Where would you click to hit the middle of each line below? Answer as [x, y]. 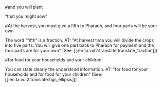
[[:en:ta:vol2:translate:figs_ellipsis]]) [41, 80]
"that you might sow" [26, 16]
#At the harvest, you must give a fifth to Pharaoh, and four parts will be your [81, 26]
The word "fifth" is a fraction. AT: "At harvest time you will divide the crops [80, 40]
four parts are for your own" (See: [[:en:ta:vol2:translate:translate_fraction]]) [81, 51]
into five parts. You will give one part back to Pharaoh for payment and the [80, 45]
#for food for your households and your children [53, 60]
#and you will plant [24, 7]
